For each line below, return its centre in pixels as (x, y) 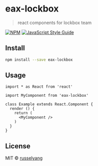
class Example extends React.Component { (49, 104)
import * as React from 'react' (39, 87)
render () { (22, 109)
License (18, 146)
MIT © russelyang (24, 158)
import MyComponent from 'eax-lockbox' (47, 96)
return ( (23, 113)
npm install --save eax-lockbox (39, 60)
